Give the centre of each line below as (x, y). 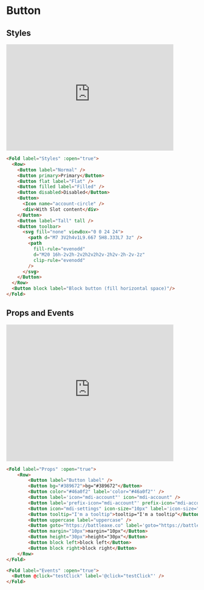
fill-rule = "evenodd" (59, 249)
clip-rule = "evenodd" (59, 260)
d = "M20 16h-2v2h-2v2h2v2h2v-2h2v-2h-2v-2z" (89, 255)
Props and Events (40, 313)
